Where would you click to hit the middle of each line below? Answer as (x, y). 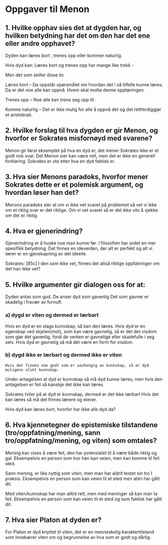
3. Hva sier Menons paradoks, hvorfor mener (77, 177)
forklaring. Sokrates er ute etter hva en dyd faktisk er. (60, 161)
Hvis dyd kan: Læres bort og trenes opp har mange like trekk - (69, 65)
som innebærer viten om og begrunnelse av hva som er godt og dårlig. (78, 537)
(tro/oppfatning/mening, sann (53, 433)
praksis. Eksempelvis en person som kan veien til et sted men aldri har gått (82, 478)
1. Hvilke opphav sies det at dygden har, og (73, 28)
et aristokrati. (19, 115)
